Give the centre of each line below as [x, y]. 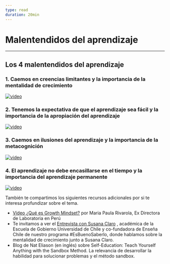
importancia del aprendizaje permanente [56, 177]
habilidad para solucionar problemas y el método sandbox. [74, 256]
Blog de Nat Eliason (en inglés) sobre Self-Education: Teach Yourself [84, 245]
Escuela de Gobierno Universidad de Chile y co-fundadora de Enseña [85, 229]
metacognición [24, 146]
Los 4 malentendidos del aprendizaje [65, 65]
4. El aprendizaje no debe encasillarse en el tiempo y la [74, 170]
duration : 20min [22, 15]
